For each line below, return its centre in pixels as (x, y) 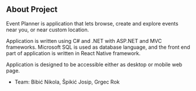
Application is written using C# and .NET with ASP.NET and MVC (84, 41)
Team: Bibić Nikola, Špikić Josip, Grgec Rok (67, 82)
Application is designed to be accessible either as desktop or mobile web (94, 64)
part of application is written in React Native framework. (73, 53)
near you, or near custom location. (48, 30)
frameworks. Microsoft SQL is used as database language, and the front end (98, 47)
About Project (32, 10)
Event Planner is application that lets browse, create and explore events (92, 23)
